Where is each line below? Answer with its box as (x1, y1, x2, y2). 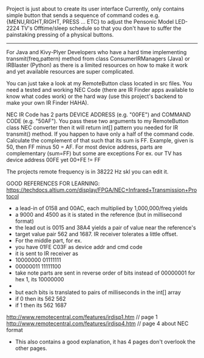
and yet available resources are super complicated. (6, 68, 135, 75)
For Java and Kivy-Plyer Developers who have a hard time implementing (6, 49, 187, 55)
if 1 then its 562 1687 (15, 301, 67, 309)
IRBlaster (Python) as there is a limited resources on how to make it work (6, 61, 188, 69)
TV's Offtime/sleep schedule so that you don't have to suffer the (21, 24, 182, 32)
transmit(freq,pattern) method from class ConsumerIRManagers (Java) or (6, 55, 190, 62)
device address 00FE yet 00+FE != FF (6, 156, 101, 163)
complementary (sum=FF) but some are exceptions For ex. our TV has (6, 150, 182, 157)
